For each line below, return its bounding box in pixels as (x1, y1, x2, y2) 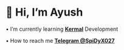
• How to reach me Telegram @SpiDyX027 (5, 37, 115, 44)
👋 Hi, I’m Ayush (5, 5, 83, 19)
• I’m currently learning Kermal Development (5, 25, 119, 33)
